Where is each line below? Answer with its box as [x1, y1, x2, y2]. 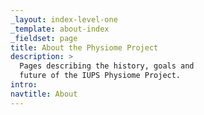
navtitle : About [10, 89, 78, 99]
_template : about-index [10, 24, 110, 34]
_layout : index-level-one [10, 14, 118, 25]
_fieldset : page [10, 33, 78, 43]
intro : [10, 80, 38, 90]
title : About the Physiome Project [10, 42, 159, 53]
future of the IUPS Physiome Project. [19, 71, 182, 81]
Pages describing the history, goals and [19, 61, 195, 71]
